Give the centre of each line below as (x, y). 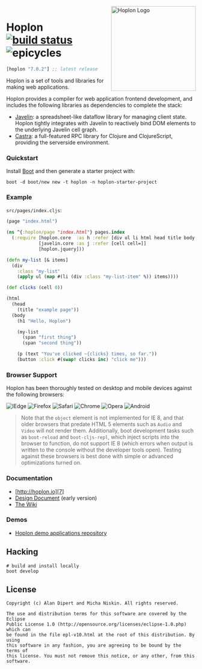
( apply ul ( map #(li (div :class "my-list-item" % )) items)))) (98, 277)
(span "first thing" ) (49, 338)
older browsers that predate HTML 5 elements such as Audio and (101, 424)
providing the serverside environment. (62, 142)
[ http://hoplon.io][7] (39, 491)
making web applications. (38, 87)
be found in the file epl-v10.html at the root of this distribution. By (101, 635)
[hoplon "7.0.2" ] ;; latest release (52, 69)
